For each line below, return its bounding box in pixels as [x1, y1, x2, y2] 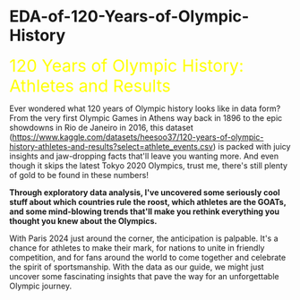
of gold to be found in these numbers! [9, 169, 150, 180]
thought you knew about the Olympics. [9, 215, 158, 226]
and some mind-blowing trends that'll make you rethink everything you [9, 206, 280, 217]
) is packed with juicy [212, 141, 291, 151]
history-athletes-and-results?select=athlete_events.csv [9, 141, 213, 151]
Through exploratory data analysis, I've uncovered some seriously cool [9, 186, 280, 198]
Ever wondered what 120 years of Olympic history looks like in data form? [9, 103, 281, 114]
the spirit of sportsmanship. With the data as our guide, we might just [9, 261, 264, 272]
